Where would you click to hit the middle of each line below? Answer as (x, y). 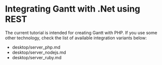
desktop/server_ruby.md (37, 57)
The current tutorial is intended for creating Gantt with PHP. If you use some (81, 32)
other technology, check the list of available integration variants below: (76, 38)
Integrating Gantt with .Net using (72, 9)
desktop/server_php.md (36, 47)
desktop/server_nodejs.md (39, 52)
